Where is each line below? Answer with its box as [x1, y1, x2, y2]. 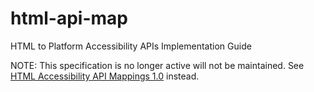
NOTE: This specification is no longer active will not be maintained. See [10, 59, 305, 71]
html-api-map [10, 7, 128, 30]
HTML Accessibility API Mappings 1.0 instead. [10, 70, 200, 82]
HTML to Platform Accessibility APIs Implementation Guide [10, 40, 252, 52]
